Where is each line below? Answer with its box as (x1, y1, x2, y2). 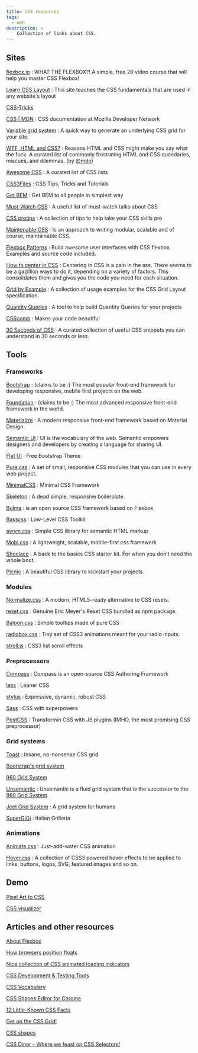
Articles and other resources (6, 922, 114, 932)
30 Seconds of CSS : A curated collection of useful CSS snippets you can (6, 326, 185, 333)
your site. (6, 133, 29, 140)
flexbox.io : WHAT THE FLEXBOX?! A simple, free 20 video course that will (6, 68, 187, 75)
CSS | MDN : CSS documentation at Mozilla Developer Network (6, 115, 160, 122)
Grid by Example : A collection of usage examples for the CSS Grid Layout (6, 285, 186, 293)
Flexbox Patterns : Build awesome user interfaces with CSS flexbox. (6, 243, 171, 251)
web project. (6, 470, 37, 477)
